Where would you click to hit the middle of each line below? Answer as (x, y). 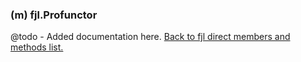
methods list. (37, 47)
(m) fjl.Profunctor (54, 15)
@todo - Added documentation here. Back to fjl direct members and (150, 37)
